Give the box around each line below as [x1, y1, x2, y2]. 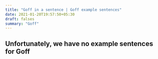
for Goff [5, 47, 30, 56]
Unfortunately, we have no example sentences [5, 39, 153, 48]
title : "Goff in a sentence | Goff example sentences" [5, 7, 122, 12]
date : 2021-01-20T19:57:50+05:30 [5, 12, 75, 17]
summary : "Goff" [5, 21, 39, 26]
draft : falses [5, 16, 35, 21]
